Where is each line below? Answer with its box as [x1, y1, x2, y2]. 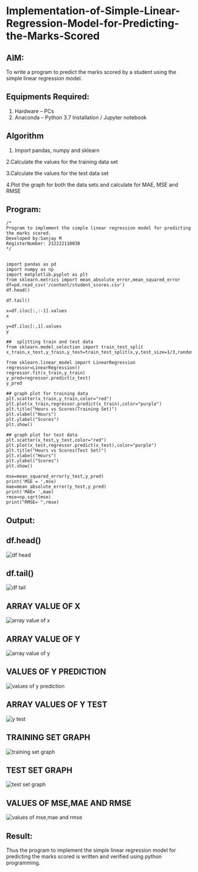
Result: [6, 831, 33, 841]
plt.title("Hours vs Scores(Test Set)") [6, 448, 107, 453]
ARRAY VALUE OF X [6, 601, 81, 611]
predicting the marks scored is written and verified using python [6, 852, 162, 860]
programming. [6, 859, 41, 866]
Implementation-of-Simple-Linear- [6, 4, 181, 18]
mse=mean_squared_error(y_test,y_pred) [6, 474, 104, 479]
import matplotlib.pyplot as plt [6, 272, 88, 278]
